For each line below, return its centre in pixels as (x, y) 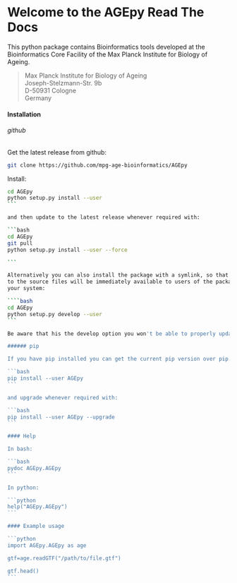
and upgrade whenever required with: (63, 397)
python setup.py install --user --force (68, 250)
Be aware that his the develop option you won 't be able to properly (112, 333)
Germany (38, 98)
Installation (24, 114)
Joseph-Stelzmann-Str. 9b (63, 83)
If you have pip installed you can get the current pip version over (112, 359)
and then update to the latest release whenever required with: (104, 217)
